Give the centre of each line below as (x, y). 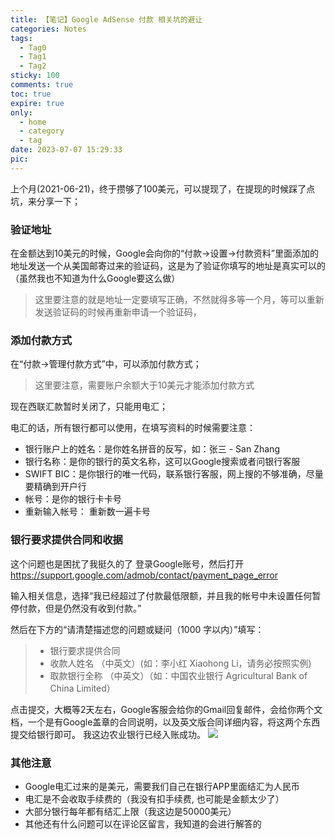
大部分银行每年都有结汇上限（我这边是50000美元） (130, 811)
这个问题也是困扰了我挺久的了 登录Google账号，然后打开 (127, 563)
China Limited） (82, 688)
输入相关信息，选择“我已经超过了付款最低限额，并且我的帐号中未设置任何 (161, 595)
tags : (21, 38)
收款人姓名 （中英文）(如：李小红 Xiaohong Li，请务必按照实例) (180, 663)
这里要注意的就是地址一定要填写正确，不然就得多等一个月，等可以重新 (179, 300)
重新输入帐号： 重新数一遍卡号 (87, 512)
